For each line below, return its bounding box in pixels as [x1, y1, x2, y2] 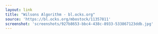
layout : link [5, 7, 33, 12]
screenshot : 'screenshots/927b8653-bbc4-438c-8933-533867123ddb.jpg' [5, 21, 154, 26]
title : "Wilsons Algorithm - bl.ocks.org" [5, 12, 95, 17]
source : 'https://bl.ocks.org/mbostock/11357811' [5, 16, 111, 21]
